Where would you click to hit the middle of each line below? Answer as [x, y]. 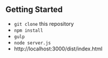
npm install [28, 30]
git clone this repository [44, 23]
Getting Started [34, 10]
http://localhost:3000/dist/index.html [58, 49]
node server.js [32, 43]
